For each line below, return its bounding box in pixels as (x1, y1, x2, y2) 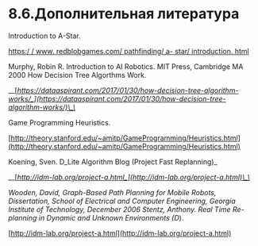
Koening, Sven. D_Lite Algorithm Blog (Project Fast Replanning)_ (8, 156, 218, 167)
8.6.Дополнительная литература (8, 5, 240, 23)
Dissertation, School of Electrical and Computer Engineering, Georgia (8, 196, 236, 206)
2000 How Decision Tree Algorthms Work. (8, 70, 147, 79)
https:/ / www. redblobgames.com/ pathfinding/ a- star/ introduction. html (8, 46, 249, 56)
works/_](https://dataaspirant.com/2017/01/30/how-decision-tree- (8, 94, 226, 103)
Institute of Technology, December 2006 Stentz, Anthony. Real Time (8, 204, 232, 214)
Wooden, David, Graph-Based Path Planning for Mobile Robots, (8, 187, 217, 197)
